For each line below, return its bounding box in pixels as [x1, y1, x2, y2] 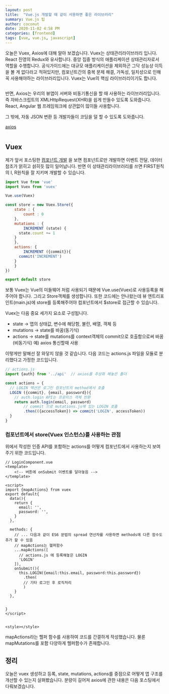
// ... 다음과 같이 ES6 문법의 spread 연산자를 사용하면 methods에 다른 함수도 [14, 533, 163, 538]
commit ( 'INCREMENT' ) [18, 254, 62, 259]
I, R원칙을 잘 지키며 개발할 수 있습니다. [10, 169, 86, 176]
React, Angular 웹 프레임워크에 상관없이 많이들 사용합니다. [5, 103, 121, 109]
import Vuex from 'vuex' [5, 184, 58, 189]
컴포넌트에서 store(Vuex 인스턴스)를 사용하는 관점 [5, 431, 121, 438]
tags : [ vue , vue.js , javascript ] [5, 36, 76, 41]
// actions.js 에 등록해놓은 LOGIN [18, 553, 87, 558]
